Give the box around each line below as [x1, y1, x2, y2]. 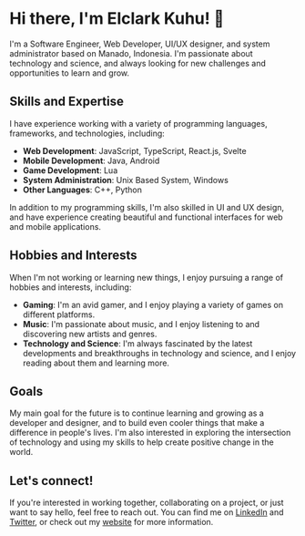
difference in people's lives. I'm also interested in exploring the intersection [9, 428, 291, 438]
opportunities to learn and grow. [9, 67, 130, 78]
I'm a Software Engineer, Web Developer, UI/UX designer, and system [9, 38, 270, 49]
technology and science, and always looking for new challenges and [9, 57, 267, 68]
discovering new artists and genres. [22, 328, 158, 339]
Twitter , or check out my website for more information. [9, 517, 214, 528]
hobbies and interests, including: [9, 282, 132, 293]
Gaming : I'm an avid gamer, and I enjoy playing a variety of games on [22, 299, 284, 310]
